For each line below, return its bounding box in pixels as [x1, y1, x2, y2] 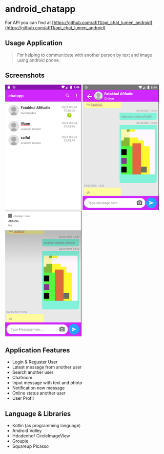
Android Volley [12, 428, 42, 433]
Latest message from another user [12, 364, 82, 370]
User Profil [12, 395, 34, 401]
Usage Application [5, 39, 62, 47]
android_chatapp [5, 3, 76, 15]
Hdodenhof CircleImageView [12, 432, 70, 438]
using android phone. [17, 57, 60, 63]
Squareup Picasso [12, 443, 49, 449]
